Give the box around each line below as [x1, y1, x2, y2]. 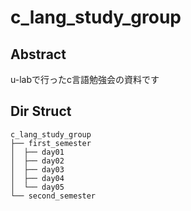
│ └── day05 [10, 182, 65, 192]
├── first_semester [10, 138, 92, 148]
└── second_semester [10, 191, 97, 201]
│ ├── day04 [10, 173, 65, 183]
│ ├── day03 [10, 164, 65, 175]
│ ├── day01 [10, 147, 65, 157]
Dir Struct [10, 103, 72, 120]
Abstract [10, 46, 67, 63]
